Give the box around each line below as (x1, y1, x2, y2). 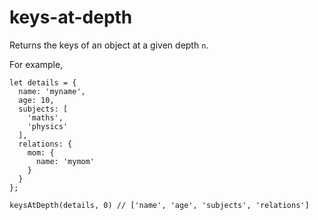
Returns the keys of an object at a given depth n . (9, 39, 209, 51)
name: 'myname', (18, 86, 86, 96)
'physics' (27, 121, 69, 131)
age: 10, (18, 95, 55, 105)
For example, (9, 58, 64, 70)
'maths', (27, 112, 64, 123)
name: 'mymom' (35, 156, 96, 166)
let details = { (9, 77, 77, 88)
